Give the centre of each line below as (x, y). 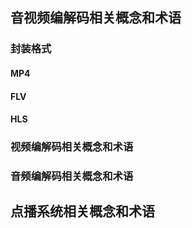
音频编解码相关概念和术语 (72, 176)
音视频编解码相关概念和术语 (96, 18)
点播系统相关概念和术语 (82, 211)
